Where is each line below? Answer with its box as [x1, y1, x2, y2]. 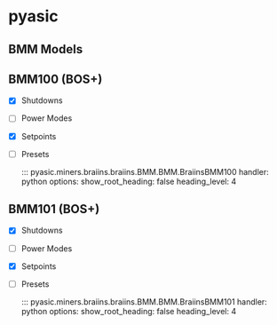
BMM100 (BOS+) [8, 71, 103, 86]
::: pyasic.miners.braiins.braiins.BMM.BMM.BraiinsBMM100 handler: [20, 166, 270, 177]
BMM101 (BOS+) [8, 202, 100, 217]
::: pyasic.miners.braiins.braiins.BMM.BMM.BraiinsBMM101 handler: [20, 296, 267, 307]
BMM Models [8, 42, 83, 57]
